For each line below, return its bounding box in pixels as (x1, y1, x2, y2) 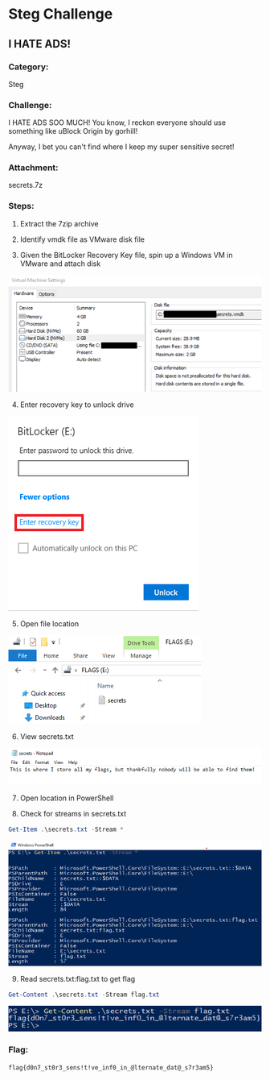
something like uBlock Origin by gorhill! (8, 127, 138, 136)
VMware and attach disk (19, 259, 101, 268)
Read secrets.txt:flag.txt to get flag (19, 974, 136, 984)
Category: (8, 61, 49, 73)
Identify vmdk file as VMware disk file (19, 235, 145, 244)
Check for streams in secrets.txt (19, 808, 127, 818)
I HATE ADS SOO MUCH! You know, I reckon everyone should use (8, 118, 227, 127)
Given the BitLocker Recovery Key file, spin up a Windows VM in (19, 250, 233, 260)
